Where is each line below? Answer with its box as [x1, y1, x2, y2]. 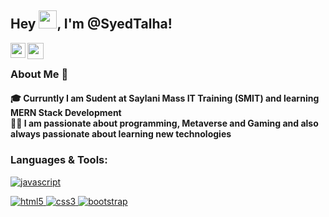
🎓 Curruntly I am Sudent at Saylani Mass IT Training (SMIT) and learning [10, 92, 320, 105]
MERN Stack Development [10, 107, 122, 119]
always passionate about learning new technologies [10, 128, 232, 140]
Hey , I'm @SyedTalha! [10, 16, 173, 33]
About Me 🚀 [10, 67, 69, 81]
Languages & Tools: [10, 153, 108, 167]
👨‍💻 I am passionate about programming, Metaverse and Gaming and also [10, 117, 319, 130]
